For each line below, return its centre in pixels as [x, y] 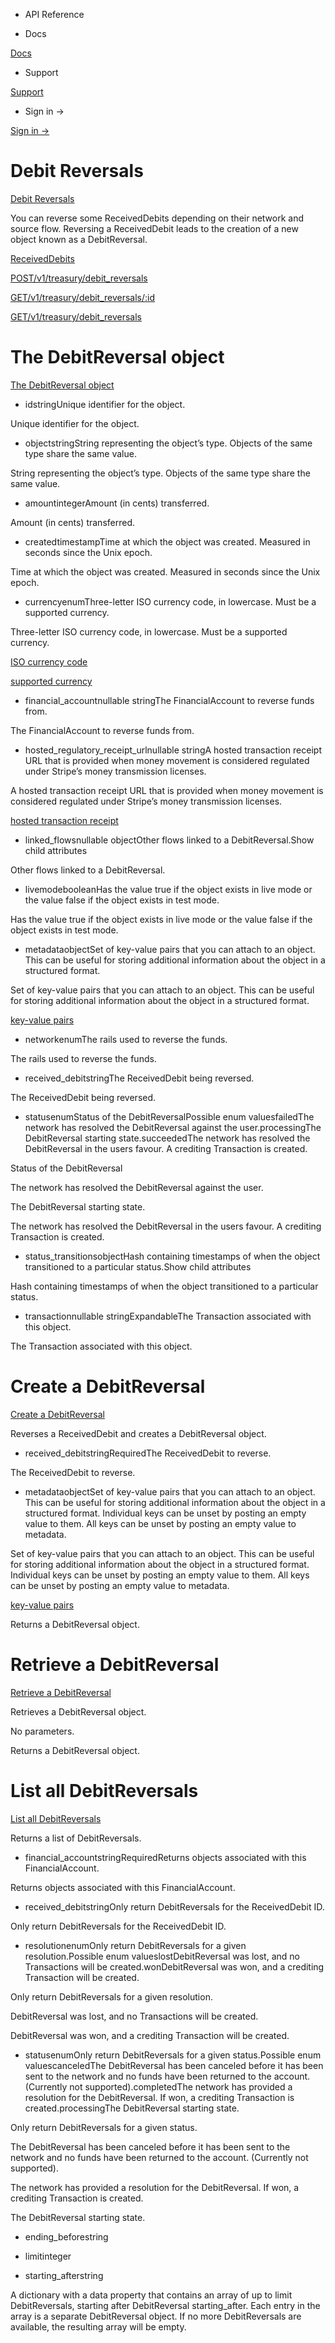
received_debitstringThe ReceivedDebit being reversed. [139, 1078]
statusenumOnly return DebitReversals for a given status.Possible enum [173, 2055]
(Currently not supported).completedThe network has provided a [158, 2086]
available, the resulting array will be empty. [98, 2326]
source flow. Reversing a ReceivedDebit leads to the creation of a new [154, 228]
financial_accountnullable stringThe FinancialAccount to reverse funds [169, 700]
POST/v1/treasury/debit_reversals [79, 278]
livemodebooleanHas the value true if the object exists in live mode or [168, 889]
